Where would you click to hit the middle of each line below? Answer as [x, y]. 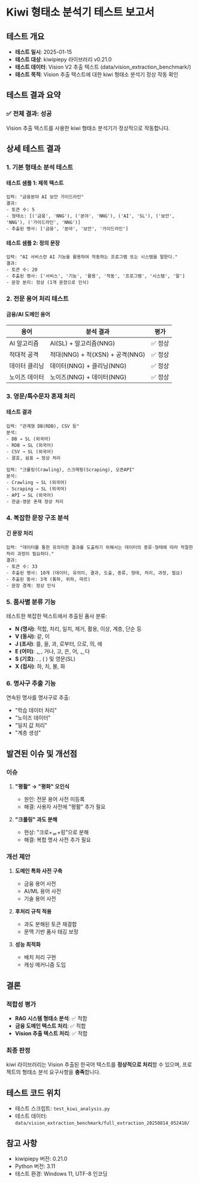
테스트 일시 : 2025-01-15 [43, 52]
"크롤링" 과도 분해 [36, 820]
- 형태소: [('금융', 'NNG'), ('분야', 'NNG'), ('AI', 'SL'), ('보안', [91, 216]
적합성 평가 [21, 1004]
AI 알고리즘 [24, 343]
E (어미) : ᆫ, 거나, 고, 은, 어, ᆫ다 [52, 652]
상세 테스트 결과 [34, 149]
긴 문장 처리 [20, 533]
